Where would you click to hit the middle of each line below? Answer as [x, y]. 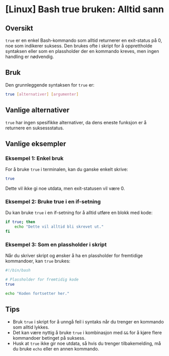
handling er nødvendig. [30, 57]
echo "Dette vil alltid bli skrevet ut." [59, 227]
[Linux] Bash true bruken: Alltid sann [85, 9]
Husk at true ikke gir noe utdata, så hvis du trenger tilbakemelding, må [87, 343]
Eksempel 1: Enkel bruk [34, 158]
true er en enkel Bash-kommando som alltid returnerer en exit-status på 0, [84, 40]
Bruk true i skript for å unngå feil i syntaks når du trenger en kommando [88, 321]
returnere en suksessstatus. [35, 128]
